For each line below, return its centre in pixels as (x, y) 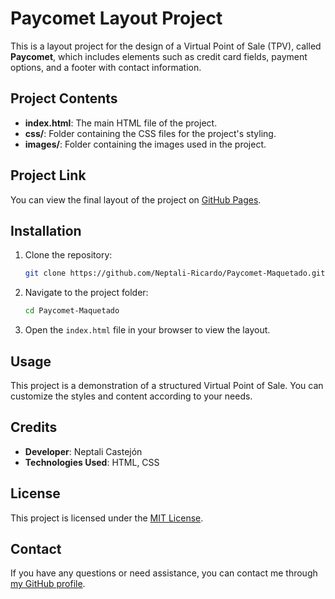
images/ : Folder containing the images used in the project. (145, 144)
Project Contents (64, 98)
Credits (34, 427)
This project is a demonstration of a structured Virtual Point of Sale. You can (167, 385)
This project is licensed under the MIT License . (107, 518)
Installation (46, 230)
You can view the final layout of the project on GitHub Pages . (136, 199)
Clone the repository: (68, 255)
